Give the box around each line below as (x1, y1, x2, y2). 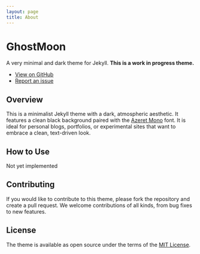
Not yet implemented (6, 162, 58, 170)
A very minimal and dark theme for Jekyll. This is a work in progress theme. (6, 59, 195, 67)
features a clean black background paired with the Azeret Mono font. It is (6, 117, 186, 124)
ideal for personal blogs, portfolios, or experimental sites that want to (6, 123, 176, 130)
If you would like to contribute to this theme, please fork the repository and (6, 195, 190, 202)
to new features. (6, 208, 47, 215)
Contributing (6, 180, 55, 190)
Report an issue (14, 77, 54, 84)
